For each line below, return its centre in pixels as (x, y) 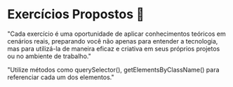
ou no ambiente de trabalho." (49, 56)
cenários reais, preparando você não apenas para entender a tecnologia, (113, 41)
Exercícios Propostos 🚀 (76, 14)
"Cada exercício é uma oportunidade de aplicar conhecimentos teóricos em (116, 34)
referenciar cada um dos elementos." (61, 77)
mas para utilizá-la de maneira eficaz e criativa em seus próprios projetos (114, 48)
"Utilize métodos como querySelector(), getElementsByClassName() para (113, 69)
